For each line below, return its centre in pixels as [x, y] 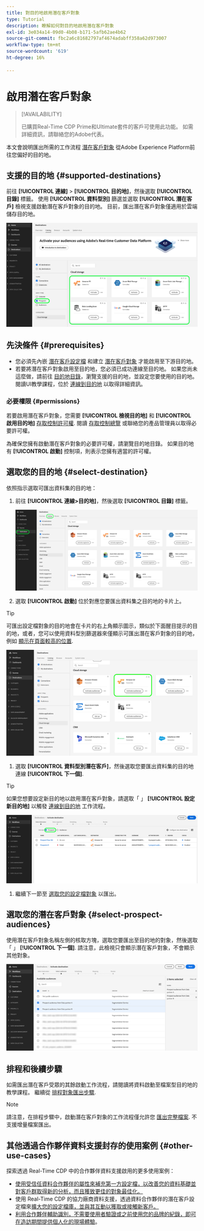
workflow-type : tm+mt [34, 45]
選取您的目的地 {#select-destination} [77, 472]
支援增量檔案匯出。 [30, 1125]
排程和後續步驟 [34, 1069]
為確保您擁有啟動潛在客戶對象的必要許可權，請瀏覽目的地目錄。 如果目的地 [100, 443]
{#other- [176, 1146]
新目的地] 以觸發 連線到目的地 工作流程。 [58, 806]
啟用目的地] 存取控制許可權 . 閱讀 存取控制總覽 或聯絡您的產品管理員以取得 [99, 423]
